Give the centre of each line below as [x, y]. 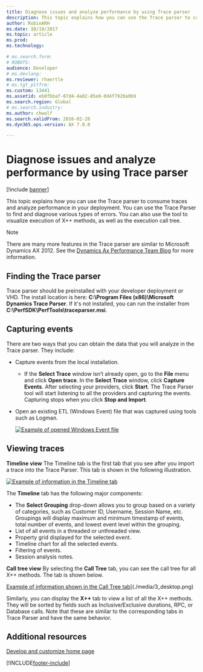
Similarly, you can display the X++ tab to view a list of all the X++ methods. [100, 598]
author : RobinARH [28, 23]
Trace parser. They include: [40, 350]
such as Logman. [37, 418]
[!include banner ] [28, 189]
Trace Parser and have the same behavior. [59, 617]
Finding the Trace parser [53, 276]
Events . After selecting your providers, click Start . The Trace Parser [109, 387]
